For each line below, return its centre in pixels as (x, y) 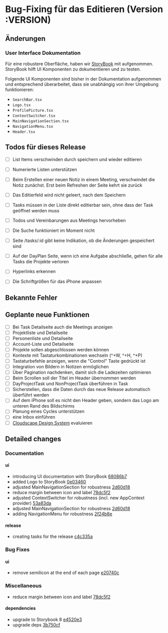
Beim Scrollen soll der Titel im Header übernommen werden (74, 378)
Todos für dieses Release (46, 147)
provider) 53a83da (32, 503)
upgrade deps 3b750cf (36, 624)
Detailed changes (33, 439)
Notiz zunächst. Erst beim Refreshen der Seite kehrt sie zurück (77, 185)
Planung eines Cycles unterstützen (48, 412)
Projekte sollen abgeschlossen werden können (61, 349)
